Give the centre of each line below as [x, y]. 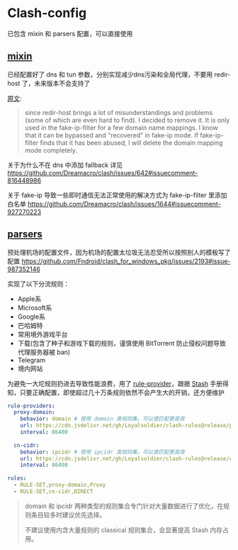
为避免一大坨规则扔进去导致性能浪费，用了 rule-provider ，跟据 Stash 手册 [115, 383]
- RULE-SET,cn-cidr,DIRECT [53, 491]
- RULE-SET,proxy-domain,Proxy [60, 485]
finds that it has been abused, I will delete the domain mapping [131, 143]
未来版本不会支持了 [62, 83]
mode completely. [51, 150]
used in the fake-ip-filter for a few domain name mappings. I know [121, 127]
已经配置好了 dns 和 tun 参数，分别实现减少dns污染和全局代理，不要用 [110, 74]
